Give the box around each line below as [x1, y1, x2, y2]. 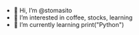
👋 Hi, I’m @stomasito [13, 7, 73, 14]
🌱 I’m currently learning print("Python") [13, 21, 125, 28]
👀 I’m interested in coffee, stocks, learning [13, 13, 133, 22]
